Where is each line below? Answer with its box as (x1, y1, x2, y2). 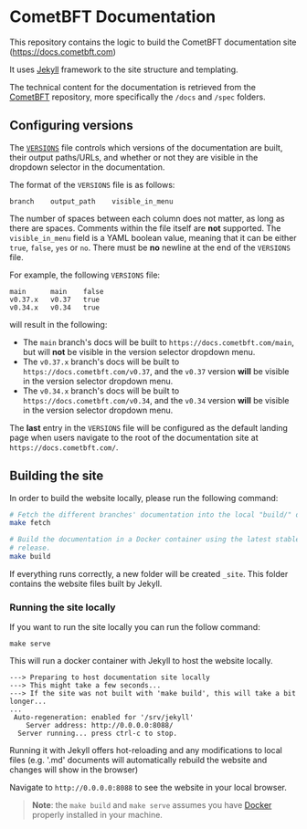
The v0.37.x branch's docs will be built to (22, 356, 180, 367)
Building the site (9, 468, 104, 484)
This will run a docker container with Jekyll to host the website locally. (9, 656, 273, 666)
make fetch (9, 519, 51, 528)
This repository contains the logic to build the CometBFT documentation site (9, 37, 297, 47)
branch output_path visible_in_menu (9, 196, 174, 206)
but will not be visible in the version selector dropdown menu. (22, 346, 256, 357)
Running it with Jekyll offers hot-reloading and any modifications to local (9, 745, 283, 756)
